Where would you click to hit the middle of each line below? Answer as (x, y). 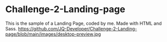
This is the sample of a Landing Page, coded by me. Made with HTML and (83, 23)
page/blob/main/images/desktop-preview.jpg (53, 34)
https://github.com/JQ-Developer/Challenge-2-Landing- (77, 28)
